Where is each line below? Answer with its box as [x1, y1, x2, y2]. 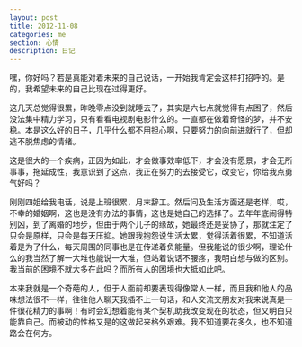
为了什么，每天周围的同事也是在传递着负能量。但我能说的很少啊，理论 [24, 241, 285, 252]
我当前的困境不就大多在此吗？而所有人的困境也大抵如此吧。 [9, 264, 230, 274]
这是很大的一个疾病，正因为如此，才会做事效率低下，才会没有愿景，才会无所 [9, 155, 293, 166]
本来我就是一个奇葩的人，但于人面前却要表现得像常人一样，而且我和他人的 [9, 283, 285, 294]
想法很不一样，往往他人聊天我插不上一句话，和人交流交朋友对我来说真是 [16, 294, 285, 305]
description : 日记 [9, 47, 75, 56]
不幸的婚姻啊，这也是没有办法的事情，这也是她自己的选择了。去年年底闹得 [9, 208, 285, 219]
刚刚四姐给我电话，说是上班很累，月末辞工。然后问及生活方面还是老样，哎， [9, 196, 293, 207]
